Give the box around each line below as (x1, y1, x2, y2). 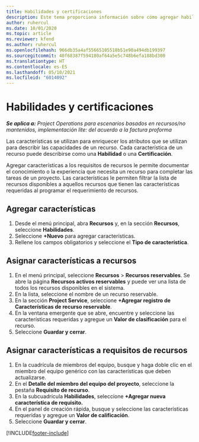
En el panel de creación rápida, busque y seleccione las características (14, 405, 188, 412)
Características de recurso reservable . (14, 303, 113, 310)
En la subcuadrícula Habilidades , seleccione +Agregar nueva (14, 392, 166, 400)
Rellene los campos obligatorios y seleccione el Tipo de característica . (14, 238, 189, 246)
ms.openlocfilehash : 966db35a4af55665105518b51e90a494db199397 (6, 47, 166, 53)
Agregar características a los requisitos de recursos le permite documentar (6, 162, 190, 169)
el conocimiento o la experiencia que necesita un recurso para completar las (6, 168, 193, 175)
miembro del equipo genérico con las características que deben (14, 367, 171, 374)
